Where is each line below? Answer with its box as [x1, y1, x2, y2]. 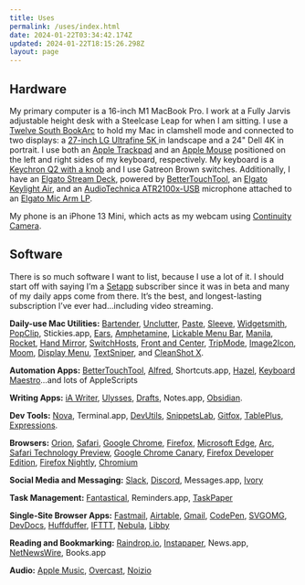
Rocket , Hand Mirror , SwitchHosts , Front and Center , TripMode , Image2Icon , [9, 337, 297, 348]
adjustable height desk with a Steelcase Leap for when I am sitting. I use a [9, 115, 289, 126]
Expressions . [9, 420, 58, 431]
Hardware [9, 81, 67, 97]
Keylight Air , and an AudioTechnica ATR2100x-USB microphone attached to [9, 183, 292, 194]
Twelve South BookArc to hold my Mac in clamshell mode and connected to [9, 124, 294, 135]
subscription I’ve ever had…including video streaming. [9, 300, 214, 311]
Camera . [9, 220, 42, 231]
